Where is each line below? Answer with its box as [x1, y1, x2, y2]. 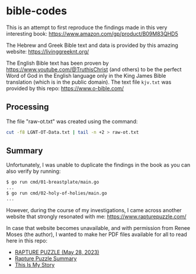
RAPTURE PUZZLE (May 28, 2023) [14, 248, 99, 256]
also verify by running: [6, 168, 61, 175]
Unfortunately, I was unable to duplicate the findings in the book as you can [6, 162, 191, 169]
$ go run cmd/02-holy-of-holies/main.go [6, 190, 108, 197]
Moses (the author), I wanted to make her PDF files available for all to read [6, 231, 188, 238]
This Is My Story [14, 261, 55, 268]
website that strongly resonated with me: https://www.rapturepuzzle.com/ [6, 213, 187, 220]
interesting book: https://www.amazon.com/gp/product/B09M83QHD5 [6, 30, 179, 37]
